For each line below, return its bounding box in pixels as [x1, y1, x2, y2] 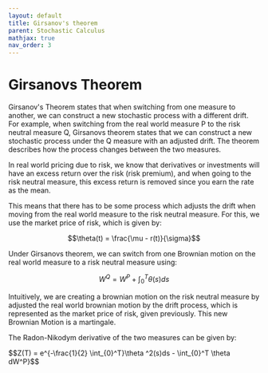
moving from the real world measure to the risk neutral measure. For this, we [8, 209, 260, 220]
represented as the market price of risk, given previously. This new [8, 308, 228, 318]
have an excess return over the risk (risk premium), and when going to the [8, 169, 252, 178]
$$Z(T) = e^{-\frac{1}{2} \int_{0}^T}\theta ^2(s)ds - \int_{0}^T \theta [8, 348, 231, 358]
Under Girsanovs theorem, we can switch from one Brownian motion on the [8, 249, 256, 259]
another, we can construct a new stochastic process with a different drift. [8, 111, 249, 121]
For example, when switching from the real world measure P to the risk [8, 119, 241, 129]
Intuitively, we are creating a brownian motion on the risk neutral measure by [8, 292, 260, 301]
